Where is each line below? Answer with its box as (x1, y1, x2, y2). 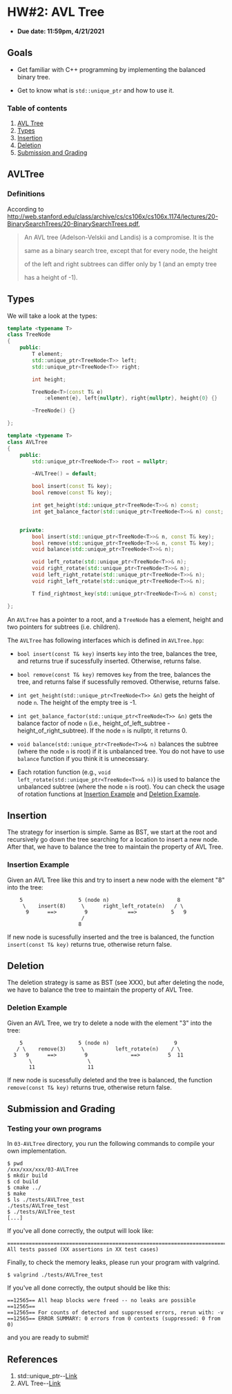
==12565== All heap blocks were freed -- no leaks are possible (7, 1297, 196, 1304)
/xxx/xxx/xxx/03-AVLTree (7, 1166, 79, 1174)
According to (7, 205, 44, 213)
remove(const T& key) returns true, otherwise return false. (7, 1083, 173, 1091)
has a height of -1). (23, 273, 78, 281)
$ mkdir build (7, 1172, 48, 1179)
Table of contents (7, 103, 68, 113)
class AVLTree (7, 438, 48, 446)
